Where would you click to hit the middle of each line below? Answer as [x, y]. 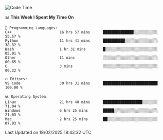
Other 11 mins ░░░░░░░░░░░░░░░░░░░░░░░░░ [81, 58]
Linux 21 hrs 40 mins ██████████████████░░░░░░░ [81, 102]
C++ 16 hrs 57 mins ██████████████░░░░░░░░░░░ [81, 32]
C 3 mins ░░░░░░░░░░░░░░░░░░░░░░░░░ [81, 66]
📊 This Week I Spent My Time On [39, 17]
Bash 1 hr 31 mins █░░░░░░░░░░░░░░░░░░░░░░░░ [81, 49]
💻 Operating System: [27, 97]
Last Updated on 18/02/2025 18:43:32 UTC [48, 132]
